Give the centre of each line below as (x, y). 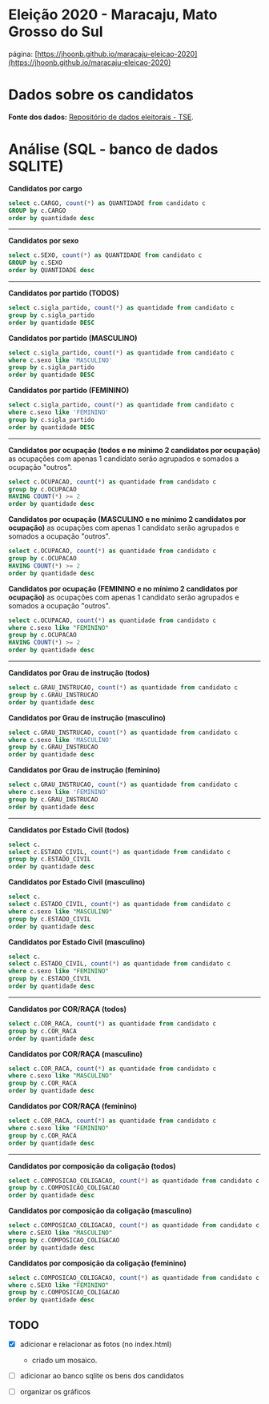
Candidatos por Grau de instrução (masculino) (87, 717)
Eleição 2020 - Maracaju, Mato (113, 15)
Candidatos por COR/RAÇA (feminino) (73, 1106)
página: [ (23, 54)
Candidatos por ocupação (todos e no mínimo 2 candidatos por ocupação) (134, 450)
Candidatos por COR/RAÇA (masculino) (75, 1053)
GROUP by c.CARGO (37, 211)
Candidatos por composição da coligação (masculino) (100, 1211)
